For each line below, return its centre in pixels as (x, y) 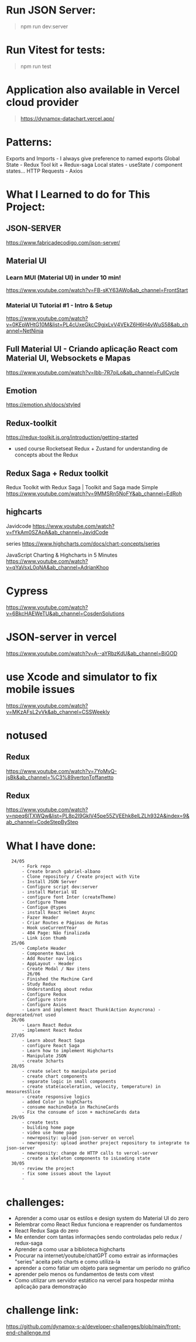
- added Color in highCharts (57, 1102)
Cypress (27, 591)
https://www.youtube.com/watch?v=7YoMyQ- (61, 771)
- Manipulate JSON (44, 1056)
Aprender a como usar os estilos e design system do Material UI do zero (102, 1219)
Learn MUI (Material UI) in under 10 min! (64, 277)
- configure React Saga (51, 1046)
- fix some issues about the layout (66, 1174)
